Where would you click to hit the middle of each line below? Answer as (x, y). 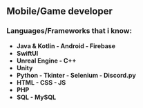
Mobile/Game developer (60, 11)
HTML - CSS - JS (41, 83)
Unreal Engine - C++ (46, 61)
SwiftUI (27, 53)
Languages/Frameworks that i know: (69, 31)
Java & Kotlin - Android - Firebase (66, 46)
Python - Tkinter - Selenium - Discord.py (76, 75)
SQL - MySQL (36, 97)
